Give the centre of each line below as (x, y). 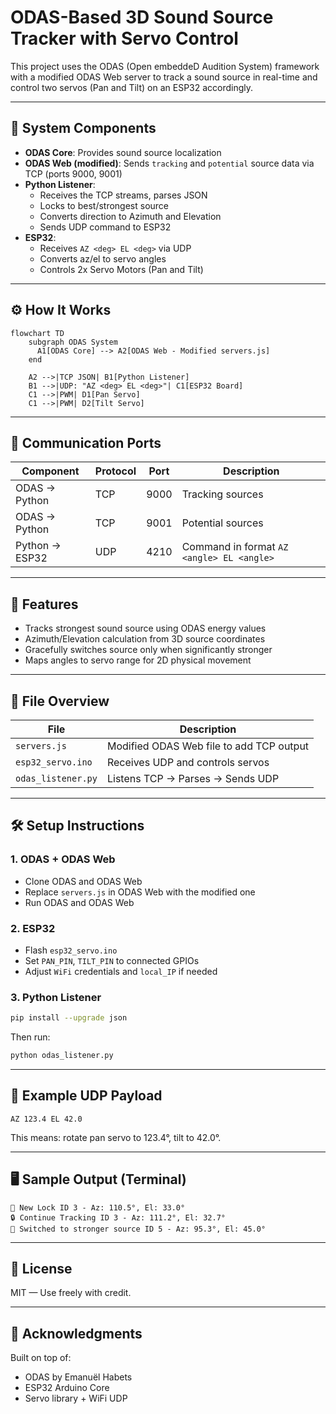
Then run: (30, 1037)
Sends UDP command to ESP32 (105, 227)
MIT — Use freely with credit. (71, 1293)
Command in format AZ (235, 547)
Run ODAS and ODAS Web (79, 902)
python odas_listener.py (62, 1056)
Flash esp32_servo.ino (71, 950)
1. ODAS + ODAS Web (63, 859)
